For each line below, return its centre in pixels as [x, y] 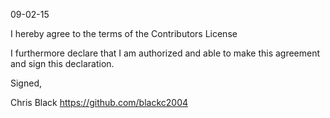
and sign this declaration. [62, 63]
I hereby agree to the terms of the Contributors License [124, 33]
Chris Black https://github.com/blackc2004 [99, 102]
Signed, [26, 83]
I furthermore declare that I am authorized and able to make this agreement [165, 53]
